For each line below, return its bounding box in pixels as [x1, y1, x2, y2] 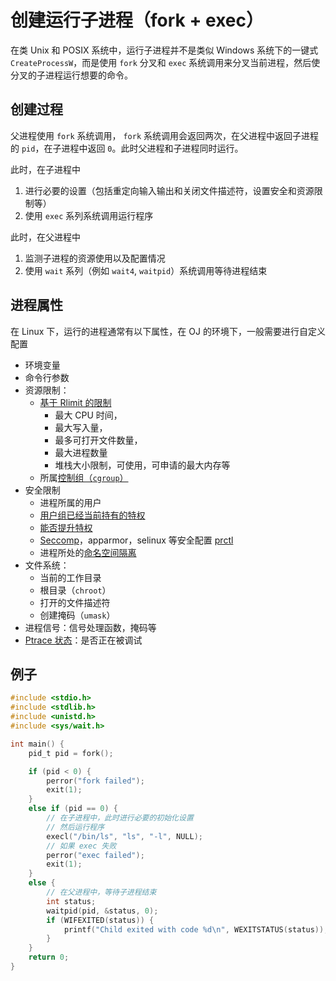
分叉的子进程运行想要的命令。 [10, 69, 133, 81]
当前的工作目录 [39, 571, 102, 583]
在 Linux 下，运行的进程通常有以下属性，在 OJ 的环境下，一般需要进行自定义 [10, 325, 326, 337]
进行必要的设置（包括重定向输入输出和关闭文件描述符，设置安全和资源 [24, 184, 315, 196]
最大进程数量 [54, 446, 108, 458]
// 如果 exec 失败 [46, 841, 117, 851]
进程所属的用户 [39, 496, 102, 508]
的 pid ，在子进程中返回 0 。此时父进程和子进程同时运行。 [10, 142, 244, 154]
